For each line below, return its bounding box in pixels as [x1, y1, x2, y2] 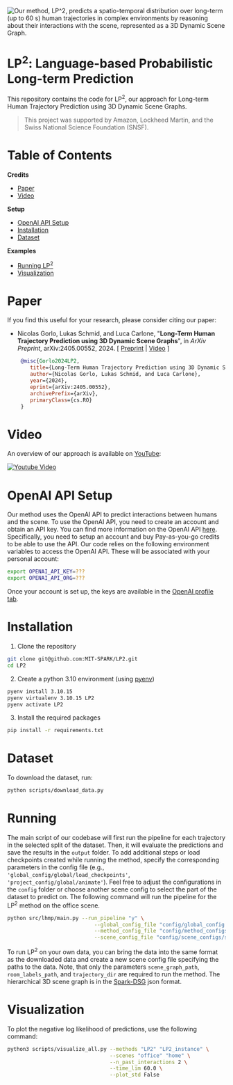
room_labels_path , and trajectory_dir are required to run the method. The [7, 969, 221, 978]
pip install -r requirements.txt [7, 727, 104, 734]
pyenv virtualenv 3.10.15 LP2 [7, 695, 95, 702]
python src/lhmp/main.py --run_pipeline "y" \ [7, 914, 144, 921]
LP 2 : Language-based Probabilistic [7, 53, 214, 72]
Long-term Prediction [7, 70, 134, 86]
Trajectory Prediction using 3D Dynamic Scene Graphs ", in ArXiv [17, 337, 207, 345]
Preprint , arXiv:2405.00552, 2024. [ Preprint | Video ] [17, 344, 170, 353]
